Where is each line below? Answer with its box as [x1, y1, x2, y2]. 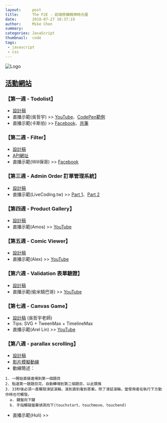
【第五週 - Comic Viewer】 [5, 238, 71, 244]
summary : [5, 26, 24, 31]
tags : [5, 40, 17, 45]
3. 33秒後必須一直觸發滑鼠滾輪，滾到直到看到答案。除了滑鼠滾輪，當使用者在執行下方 [5, 387, 158, 392]
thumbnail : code [5, 36, 42, 41]
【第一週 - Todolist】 [5, 95, 56, 102]
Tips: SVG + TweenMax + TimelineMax [12, 320, 93, 327]
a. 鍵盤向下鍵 [10, 397, 36, 402]
